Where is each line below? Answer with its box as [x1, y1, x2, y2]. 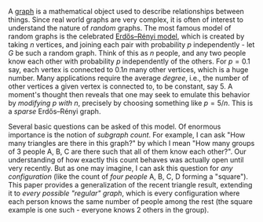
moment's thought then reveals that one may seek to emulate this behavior [8, 90, 250, 99]
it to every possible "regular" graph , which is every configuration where [8, 188, 240, 198]
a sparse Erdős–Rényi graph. [8, 107, 101, 116]
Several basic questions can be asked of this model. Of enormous [8, 122, 221, 131]
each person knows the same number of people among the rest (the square [8, 197, 254, 206]
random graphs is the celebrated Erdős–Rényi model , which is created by [8, 31, 245, 41]
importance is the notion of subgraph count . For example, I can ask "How [8, 130, 246, 140]
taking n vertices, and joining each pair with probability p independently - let [8, 40, 255, 49]
